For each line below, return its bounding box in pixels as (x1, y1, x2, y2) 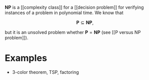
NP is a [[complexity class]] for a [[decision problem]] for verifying (5, 5, 144, 10)
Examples (5, 53, 47, 64)
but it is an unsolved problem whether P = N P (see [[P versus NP (5, 29, 141, 35)
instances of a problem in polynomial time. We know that (5, 10, 124, 16)
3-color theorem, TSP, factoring (12, 69, 79, 75)
